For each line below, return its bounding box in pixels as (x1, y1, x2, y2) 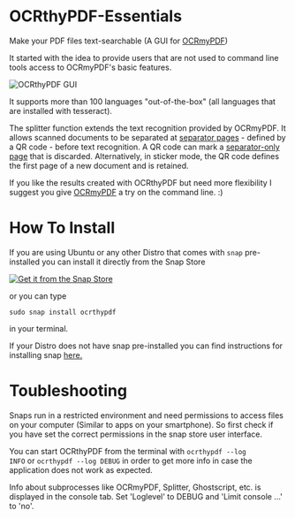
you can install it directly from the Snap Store (42, 256, 206, 267)
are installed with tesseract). (9, 105, 113, 116)
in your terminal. (9, 323, 69, 333)
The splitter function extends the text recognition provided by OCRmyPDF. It (9, 122, 287, 133)
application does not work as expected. (9, 464, 153, 475)
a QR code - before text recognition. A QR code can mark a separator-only (9, 141, 280, 152)
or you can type (9, 290, 67, 301)
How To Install (9, 218, 116, 238)
